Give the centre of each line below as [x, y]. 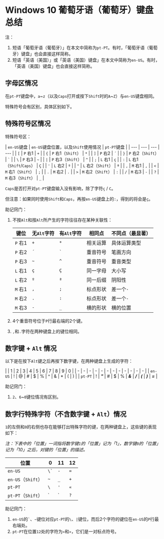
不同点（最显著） [131, 233]
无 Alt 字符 [43, 233]
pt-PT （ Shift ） [25, 496]
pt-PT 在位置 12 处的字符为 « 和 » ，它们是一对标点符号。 [66, 532]
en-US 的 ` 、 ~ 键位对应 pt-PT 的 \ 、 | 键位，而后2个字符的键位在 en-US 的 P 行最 [85, 519]
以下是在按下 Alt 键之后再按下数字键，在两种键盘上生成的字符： [69, 361]
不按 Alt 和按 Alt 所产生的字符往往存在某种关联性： [62, 220]
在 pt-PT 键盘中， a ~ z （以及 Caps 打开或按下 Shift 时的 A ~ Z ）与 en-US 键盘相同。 [81, 96]
